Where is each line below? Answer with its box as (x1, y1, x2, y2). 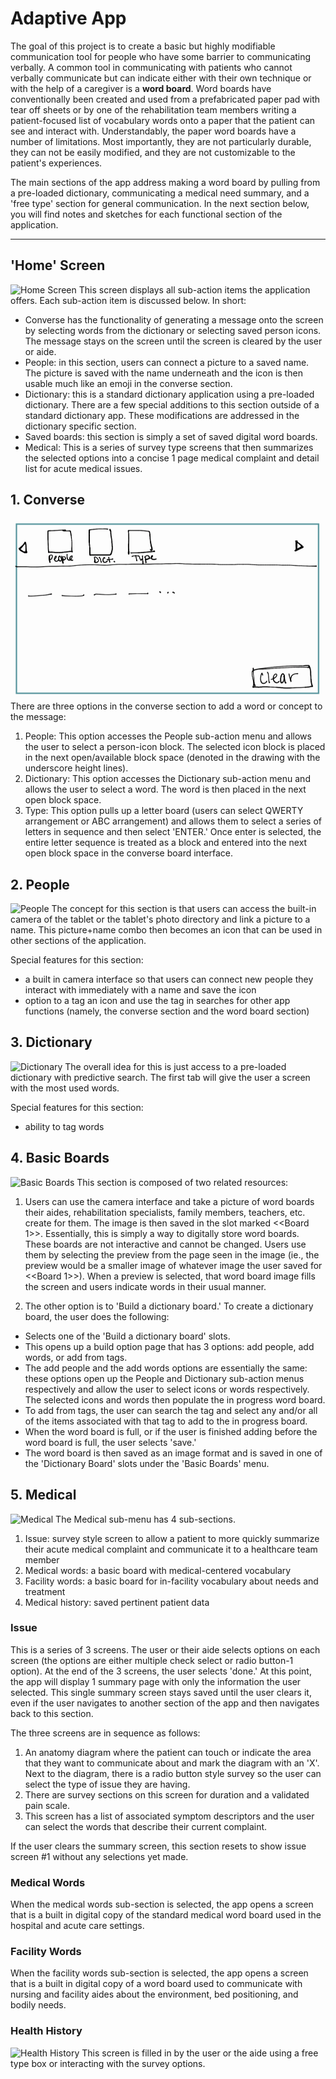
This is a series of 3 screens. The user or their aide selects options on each (10, 1643, 321, 1656)
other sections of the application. (10, 935, 147, 947)
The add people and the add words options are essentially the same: (24, 1362, 308, 1374)
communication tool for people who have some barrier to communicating (10, 50, 312, 62)
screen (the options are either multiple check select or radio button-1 (10, 1654, 294, 1666)
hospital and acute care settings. (10, 1920, 145, 1932)
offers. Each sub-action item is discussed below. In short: (10, 294, 247, 306)
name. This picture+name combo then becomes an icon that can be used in (10, 924, 323, 936)
